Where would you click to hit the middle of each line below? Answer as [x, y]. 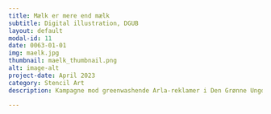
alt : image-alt [34, 68]
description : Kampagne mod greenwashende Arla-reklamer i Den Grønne [128, 90]
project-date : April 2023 [52, 75]
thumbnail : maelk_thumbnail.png [63, 61]
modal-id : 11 [30, 38]
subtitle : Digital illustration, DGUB [73, 23]
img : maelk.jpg [34, 53]
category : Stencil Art [46, 83]
